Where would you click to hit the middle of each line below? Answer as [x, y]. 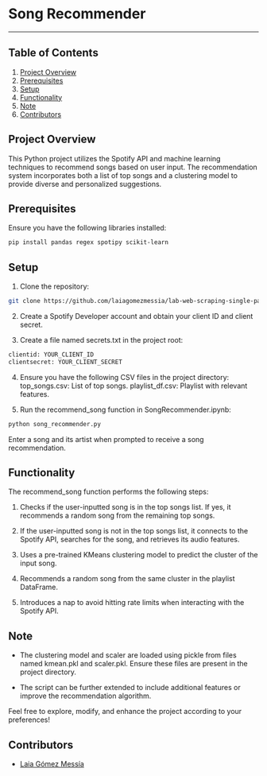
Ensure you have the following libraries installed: [87, 228]
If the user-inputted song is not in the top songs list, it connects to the [134, 531]
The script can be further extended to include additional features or [130, 688]
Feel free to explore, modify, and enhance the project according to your [125, 712]
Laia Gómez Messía [52, 764]
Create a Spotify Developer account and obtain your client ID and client [136, 316]
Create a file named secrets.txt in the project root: [101, 339]
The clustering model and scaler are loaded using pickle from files [128, 655]
